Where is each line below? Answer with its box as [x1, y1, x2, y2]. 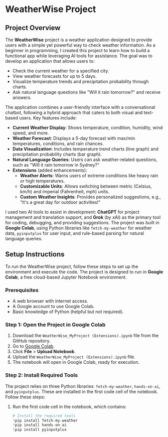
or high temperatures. [20, 178, 65, 184]
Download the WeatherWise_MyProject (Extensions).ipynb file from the [12, 333, 159, 339]
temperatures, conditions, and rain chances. [12, 140, 104, 147]
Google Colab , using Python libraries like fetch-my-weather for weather [5, 225, 152, 231]
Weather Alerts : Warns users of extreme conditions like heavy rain [20, 173, 159, 179]
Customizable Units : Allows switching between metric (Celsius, [20, 183, 152, 189]
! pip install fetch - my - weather [12, 418, 78, 423]
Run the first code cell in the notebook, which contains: [12, 403, 127, 409]
